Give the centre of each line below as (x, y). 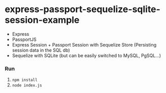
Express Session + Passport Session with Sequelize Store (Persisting (84, 44)
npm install (25, 80)
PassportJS (24, 39)
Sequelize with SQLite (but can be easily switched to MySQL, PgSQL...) (86, 55)
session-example (42, 20)
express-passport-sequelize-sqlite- (82, 9)
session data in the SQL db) (41, 50)
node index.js (27, 85)
